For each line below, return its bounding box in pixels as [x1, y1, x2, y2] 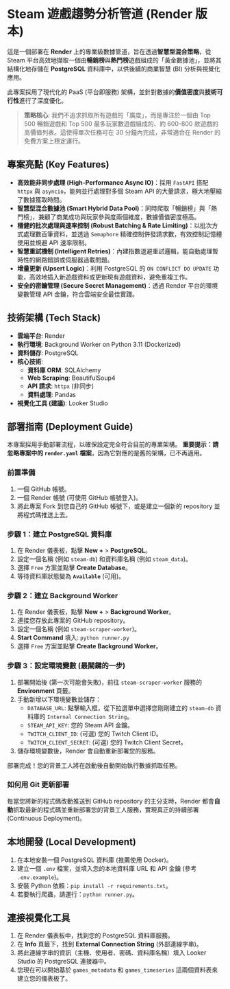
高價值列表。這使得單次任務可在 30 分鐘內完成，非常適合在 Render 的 [23, 128, 221, 136]
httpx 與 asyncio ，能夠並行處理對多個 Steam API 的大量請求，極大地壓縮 [16, 187, 222, 195]
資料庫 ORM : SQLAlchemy [27, 365, 101, 374]
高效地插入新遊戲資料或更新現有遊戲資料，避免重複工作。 [29, 273, 192, 281]
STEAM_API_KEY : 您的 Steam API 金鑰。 [27, 720, 133, 729]
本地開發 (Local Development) [7, 836, 137, 848]
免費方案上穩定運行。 [23, 137, 84, 145]
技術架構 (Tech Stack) [7, 312, 101, 323]
